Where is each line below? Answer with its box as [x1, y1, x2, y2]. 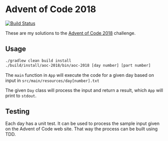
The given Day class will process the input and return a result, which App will [5, 87, 163, 93]
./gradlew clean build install [5, 58, 72, 63]
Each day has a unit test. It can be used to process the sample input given [5, 120, 160, 127]
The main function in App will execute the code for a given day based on [5, 72, 154, 78]
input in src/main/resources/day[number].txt [5, 77, 100, 83]
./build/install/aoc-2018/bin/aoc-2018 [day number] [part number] [5, 63, 151, 68]
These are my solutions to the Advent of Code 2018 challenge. [5, 30, 136, 36]
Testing [5, 107, 30, 116]
